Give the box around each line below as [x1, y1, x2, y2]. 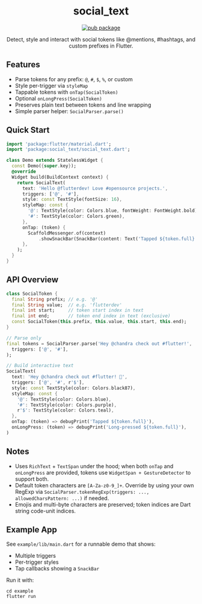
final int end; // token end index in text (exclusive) [11, 313, 171, 319]
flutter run [6, 594, 36, 600]
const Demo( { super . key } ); [11, 163, 77, 169]
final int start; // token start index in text [11, 307, 144, 313]
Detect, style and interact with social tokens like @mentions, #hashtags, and [7, 35, 195, 43]
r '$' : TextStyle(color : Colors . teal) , [17, 407, 114, 413]
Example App [6, 525, 57, 535]
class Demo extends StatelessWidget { [6, 158, 103, 164]
